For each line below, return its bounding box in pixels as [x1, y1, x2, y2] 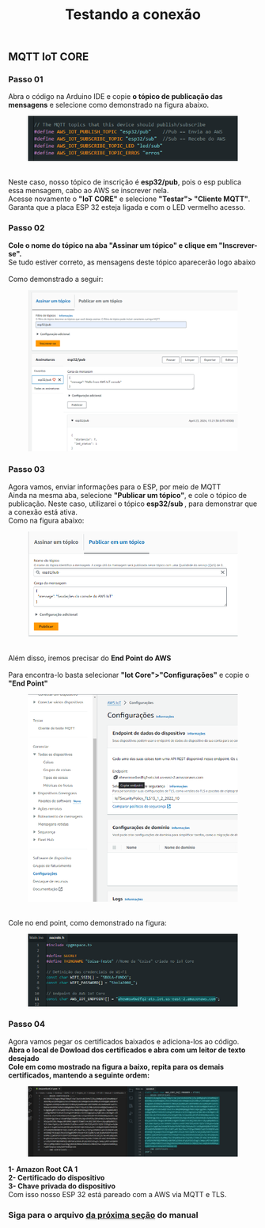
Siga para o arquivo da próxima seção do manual [8, 1210, 199, 1221]
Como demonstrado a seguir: [8, 274, 104, 283]
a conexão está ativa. [8, 507, 78, 516]
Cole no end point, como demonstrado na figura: [8, 918, 168, 928]
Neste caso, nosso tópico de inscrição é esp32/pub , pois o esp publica [8, 177, 242, 187]
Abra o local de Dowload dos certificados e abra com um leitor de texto [8, 1045, 246, 1055]
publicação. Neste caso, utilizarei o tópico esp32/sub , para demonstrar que [8, 499, 258, 508]
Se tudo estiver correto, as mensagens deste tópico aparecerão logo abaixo [8, 257, 256, 267]
